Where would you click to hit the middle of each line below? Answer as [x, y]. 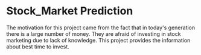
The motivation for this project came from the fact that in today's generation [101, 27]
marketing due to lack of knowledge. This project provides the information [98, 40]
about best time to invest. [38, 47]
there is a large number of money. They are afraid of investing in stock [94, 33]
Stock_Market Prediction [70, 11]
